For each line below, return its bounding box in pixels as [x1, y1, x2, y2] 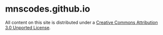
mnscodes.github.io [5, 3, 90, 15]
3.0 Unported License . [5, 24, 51, 30]
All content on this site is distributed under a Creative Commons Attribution [5, 19, 158, 25]
